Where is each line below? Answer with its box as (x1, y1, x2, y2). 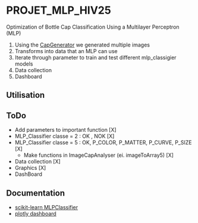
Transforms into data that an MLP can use (14, 47, 118, 54)
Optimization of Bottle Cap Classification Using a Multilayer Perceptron (6, 23, 180, 30)
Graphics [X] (14, 165, 46, 172)
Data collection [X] (14, 158, 61, 165)
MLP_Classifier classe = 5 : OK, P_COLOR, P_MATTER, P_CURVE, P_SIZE (14, 139, 192, 146)
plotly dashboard (14, 210, 56, 217)
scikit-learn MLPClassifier (14, 203, 78, 210)
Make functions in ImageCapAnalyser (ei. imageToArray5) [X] (23, 151, 174, 159)
